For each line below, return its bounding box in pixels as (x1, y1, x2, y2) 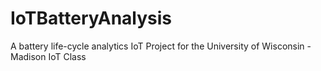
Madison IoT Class (10, 50, 87, 62)
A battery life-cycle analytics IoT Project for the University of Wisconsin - (10, 40, 312, 52)
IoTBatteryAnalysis (10, 7, 173, 30)
